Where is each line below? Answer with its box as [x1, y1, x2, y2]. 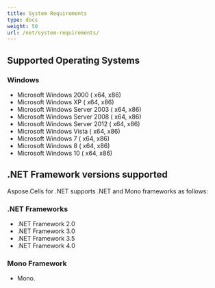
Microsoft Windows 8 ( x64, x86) [16, 141, 110, 149]
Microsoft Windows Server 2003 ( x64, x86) [16, 105, 142, 113]
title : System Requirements [7, 10, 88, 17]
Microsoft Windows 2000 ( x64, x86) [16, 91, 122, 99]
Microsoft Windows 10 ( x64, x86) [16, 149, 113, 157]
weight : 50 [7, 23, 38, 29]
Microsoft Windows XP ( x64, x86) [16, 97, 114, 106]
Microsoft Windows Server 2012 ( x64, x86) [16, 119, 140, 128]
